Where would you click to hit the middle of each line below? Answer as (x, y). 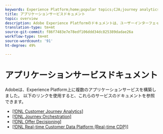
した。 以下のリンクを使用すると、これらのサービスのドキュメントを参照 (82, 95)
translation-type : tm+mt (30, 28)
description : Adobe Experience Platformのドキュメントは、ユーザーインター (77, 23)
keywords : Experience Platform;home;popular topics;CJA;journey (71, 9)
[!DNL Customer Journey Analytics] (48, 111)
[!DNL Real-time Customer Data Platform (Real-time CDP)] (70, 127)
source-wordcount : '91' (29, 41)
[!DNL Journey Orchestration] (42, 116)
